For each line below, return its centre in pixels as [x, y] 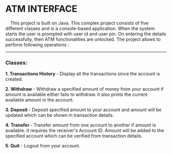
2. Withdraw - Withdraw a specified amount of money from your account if [84, 89]
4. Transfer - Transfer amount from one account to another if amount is [81, 125]
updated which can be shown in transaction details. [60, 115]
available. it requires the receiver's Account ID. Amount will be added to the [85, 131]
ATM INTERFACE [41, 9]
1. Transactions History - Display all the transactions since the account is [83, 74]
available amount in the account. [40, 100]
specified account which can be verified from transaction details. [74, 136]
